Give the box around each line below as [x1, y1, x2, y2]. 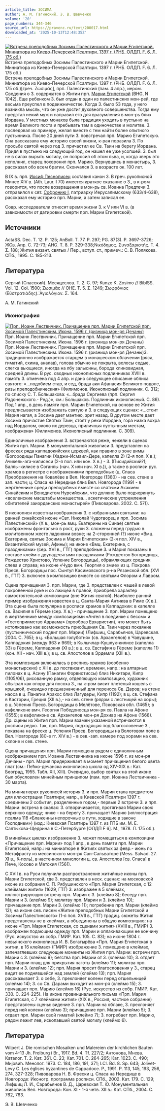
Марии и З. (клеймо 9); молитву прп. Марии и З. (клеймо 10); [5, 897, 134, 903]
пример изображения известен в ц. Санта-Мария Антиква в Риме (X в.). [5, 598, 158, 604]
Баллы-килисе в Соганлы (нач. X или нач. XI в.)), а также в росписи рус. [5, 464, 158, 470]
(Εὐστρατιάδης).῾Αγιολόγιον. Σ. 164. [5, 290, 79, 296]
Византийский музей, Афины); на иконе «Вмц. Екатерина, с [5, 541, 130, 547]
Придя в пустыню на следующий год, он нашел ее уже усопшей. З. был [5, 148, 157, 154]
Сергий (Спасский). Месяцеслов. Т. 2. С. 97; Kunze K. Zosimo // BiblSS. [5, 279, 154, 286]
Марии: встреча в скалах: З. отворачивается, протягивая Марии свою [5, 804, 154, 810]
